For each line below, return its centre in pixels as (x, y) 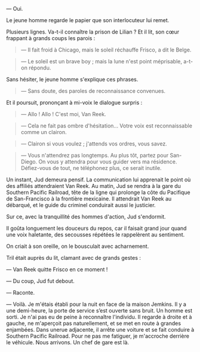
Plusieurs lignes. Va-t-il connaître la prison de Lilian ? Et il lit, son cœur (93, 32)
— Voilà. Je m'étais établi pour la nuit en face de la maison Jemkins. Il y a (96, 304)
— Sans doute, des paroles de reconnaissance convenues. (93, 91)
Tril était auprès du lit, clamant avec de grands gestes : (74, 258)
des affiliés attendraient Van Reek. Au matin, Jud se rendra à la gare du (93, 186)
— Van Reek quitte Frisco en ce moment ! (57, 269)
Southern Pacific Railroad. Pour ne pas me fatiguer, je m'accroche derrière (98, 336)
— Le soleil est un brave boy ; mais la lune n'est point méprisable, (101, 61)
